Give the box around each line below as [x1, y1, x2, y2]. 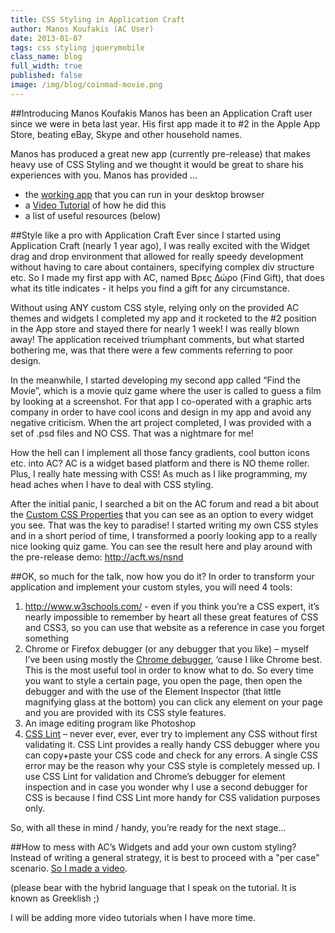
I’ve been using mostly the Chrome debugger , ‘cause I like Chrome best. [24, 653, 323, 665]
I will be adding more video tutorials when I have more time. [10, 911, 256, 923]
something [24, 632, 70, 644]
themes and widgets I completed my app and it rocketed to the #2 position [10, 312, 317, 324]
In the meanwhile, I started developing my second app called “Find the [10, 374, 301, 386]
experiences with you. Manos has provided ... [10, 169, 198, 181]
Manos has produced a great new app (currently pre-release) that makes [10, 147, 311, 160]
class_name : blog [10, 52, 83, 62]
